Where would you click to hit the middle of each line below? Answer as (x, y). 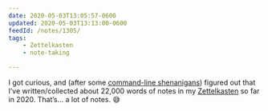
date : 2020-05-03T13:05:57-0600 (62, 16)
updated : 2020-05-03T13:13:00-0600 (68, 23)
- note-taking (46, 53)
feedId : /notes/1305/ (45, 30)
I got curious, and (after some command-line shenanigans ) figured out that (132, 82)
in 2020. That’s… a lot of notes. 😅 (64, 99)
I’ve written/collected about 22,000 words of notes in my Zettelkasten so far (134, 91)
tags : (17, 38)
